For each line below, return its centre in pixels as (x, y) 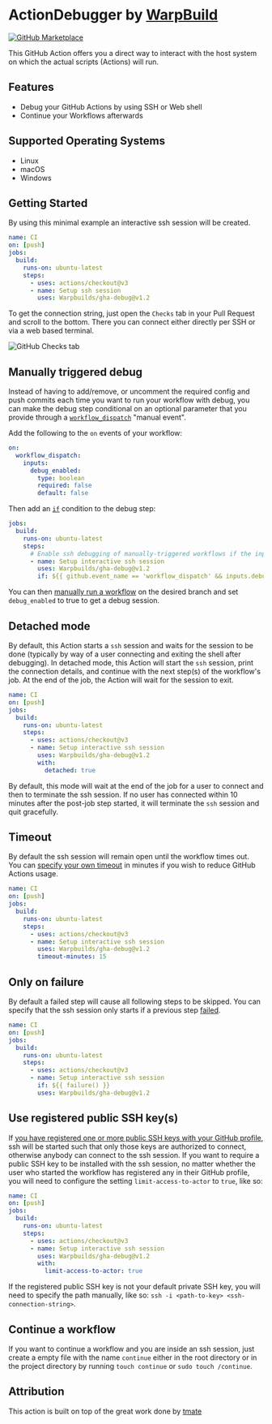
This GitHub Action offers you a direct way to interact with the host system (133, 53)
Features (31, 87)
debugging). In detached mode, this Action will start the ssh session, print (131, 663)
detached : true (70, 770)
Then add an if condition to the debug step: (82, 509)
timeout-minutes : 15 (72, 957)
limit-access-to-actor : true (93, 1271)
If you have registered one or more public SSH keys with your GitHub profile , (136, 1138)
